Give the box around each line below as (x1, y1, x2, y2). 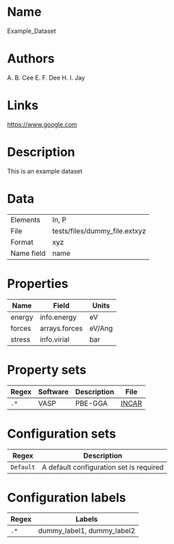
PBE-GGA (75, 399, 108, 408)
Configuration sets (7, 426, 116, 441)
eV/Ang (89, 323, 113, 333)
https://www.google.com (7, 120, 77, 128)
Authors (7, 51, 55, 67)
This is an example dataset (7, 167, 83, 175)
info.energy (40, 312, 77, 322)
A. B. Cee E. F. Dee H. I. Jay (7, 73, 86, 82)
